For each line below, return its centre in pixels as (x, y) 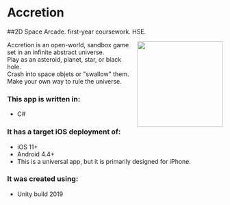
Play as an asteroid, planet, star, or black (64, 59)
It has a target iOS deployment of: (64, 132)
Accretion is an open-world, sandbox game (68, 45)
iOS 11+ (27, 147)
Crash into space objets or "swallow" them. (68, 74)
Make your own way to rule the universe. (64, 81)
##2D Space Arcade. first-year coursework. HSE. (77, 32)
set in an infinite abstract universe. (56, 52)
